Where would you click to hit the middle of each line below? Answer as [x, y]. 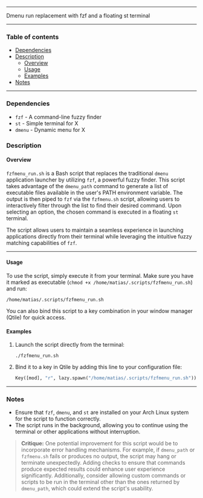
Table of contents [33, 37]
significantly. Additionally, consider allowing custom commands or [103, 476]
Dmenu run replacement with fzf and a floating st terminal [78, 15]
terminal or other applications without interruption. [78, 432]
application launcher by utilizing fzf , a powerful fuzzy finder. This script [96, 180]
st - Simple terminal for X [47, 123]
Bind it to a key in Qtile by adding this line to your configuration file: [98, 367]
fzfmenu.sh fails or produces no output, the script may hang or [99, 456]
